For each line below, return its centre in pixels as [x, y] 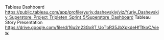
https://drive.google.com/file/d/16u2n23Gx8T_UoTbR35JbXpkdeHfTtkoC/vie [82, 27]
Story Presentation [24, 22]
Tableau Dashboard [25, 7]
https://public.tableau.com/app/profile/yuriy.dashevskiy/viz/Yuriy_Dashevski [82, 12]
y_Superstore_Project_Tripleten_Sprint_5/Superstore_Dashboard [69, 17]
